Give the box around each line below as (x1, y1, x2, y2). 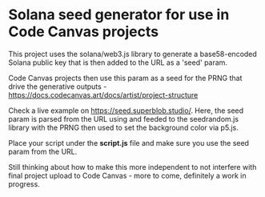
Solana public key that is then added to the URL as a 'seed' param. (8, 58, 228, 67)
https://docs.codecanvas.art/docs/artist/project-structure (8, 90, 199, 99)
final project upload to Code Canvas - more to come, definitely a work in (8, 171, 247, 180)
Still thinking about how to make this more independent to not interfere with (8, 162, 257, 171)
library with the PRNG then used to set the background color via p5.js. (8, 123, 239, 132)
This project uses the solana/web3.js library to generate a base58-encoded (8, 49, 258, 58)
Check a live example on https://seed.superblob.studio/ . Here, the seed (8, 106, 244, 115)
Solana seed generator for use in (8, 6, 230, 24)
